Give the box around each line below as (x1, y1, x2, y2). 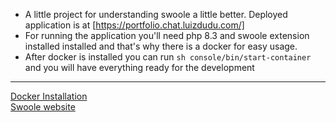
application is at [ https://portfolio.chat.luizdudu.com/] (24, 19, 245, 31)
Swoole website (10, 101, 76, 113)
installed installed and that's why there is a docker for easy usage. (24, 40, 298, 52)
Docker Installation (10, 90, 88, 102)
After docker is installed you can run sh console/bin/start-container (24, 51, 312, 63)
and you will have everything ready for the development (24, 62, 255, 73)
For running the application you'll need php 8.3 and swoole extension (24, 30, 310, 41)
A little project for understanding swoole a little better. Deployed (24, 9, 288, 20)
